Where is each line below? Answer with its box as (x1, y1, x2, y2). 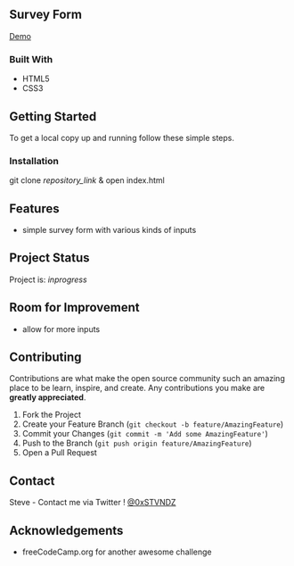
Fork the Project (21, 410, 82, 420)
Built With (9, 53, 53, 65)
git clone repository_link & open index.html (9, 175, 165, 186)
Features (9, 201, 60, 216)
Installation (9, 154, 60, 167)
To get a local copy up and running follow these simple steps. (9, 132, 234, 143)
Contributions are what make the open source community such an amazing (9, 373, 285, 384)
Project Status (9, 250, 91, 266)
